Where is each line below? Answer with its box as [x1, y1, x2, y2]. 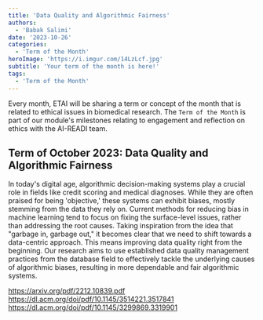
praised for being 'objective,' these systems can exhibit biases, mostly [8, 196, 236, 205]
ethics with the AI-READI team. [8, 123, 108, 133]
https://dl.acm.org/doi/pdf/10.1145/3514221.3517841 [8, 295, 174, 304]
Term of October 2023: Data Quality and [8, 146, 209, 159]
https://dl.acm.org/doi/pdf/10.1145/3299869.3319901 [8, 303, 178, 312]
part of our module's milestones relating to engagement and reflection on [8, 115, 246, 125]
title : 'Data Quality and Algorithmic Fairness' [8, 11, 170, 20]
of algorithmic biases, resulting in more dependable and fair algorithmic [8, 263, 239, 272]
